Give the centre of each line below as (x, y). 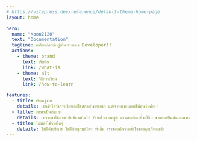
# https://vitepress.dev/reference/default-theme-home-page (83, 12)
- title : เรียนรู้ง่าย (32, 101)
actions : (23, 51)
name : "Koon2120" (33, 34)
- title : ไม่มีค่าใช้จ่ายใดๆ (37, 123)
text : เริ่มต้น (36, 62)
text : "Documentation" (40, 40)
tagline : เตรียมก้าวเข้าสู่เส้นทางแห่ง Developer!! (62, 45)
